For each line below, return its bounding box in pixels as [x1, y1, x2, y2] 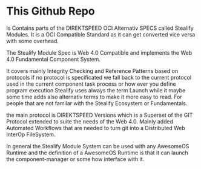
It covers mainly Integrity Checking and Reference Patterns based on [6, 67, 179, 74]
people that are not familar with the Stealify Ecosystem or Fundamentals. [6, 99, 188, 107]
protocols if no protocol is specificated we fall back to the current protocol [6, 74, 192, 81]
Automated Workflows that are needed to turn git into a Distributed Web [6, 124, 186, 131]
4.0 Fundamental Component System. [6, 55, 101, 63]
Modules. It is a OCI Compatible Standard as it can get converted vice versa [6, 30, 196, 38]
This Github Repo [6, 4, 95, 18]
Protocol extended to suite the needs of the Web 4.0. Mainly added [6, 117, 174, 125]
